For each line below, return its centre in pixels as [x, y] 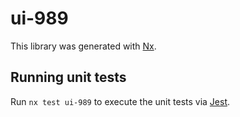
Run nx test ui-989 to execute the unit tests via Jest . [120, 101]
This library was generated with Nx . [83, 46]
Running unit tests [68, 77]
